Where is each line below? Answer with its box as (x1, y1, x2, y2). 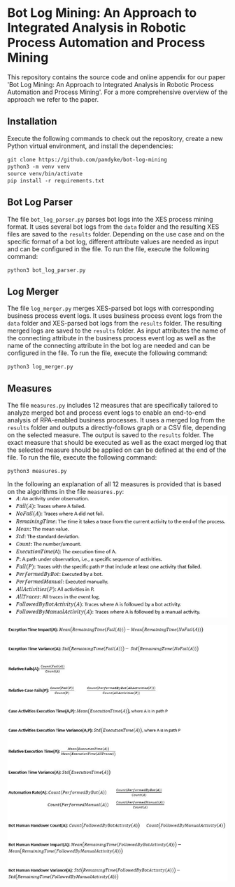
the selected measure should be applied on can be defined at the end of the (7, 446, 227, 454)
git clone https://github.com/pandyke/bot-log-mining (7, 156, 168, 163)
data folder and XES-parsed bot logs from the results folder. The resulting (7, 319, 222, 328)
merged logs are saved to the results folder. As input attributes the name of (7, 326, 226, 335)
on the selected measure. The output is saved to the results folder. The (7, 431, 215, 439)
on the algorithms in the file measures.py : (7, 488, 124, 496)
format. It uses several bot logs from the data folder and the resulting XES (7, 222, 220, 231)
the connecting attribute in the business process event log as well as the (7, 334, 216, 342)
